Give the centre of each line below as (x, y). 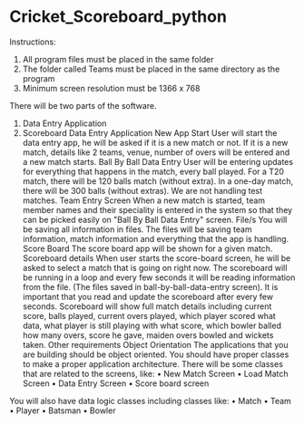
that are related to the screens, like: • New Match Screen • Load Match (155, 373)
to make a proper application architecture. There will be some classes (153, 363)
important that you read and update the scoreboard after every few (148, 296)
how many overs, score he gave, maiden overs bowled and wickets (148, 335)
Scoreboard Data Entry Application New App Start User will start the (150, 132)
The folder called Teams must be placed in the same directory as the (151, 69)
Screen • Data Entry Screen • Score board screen (116, 383)
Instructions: (33, 42)
